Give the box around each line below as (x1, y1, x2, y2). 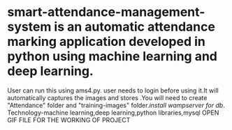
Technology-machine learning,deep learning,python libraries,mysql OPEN (7, 108, 219, 117)
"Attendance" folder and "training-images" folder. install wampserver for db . (7, 101, 225, 109)
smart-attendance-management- (7, 4, 205, 20)
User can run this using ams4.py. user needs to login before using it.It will (7, 86, 219, 95)
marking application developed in (7, 34, 206, 49)
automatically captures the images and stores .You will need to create (7, 93, 208, 101)
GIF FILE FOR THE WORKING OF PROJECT (7, 115, 131, 124)
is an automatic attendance (54, 19, 215, 35)
